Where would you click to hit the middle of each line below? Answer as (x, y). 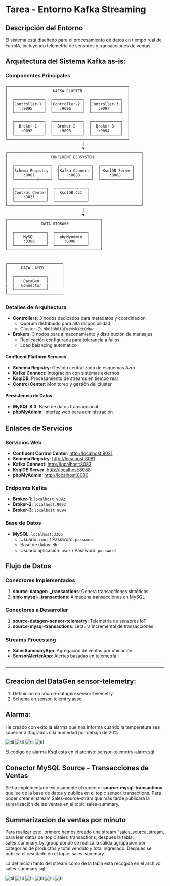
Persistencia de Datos (29, 395)
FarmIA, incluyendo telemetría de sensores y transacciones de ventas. (78, 46)
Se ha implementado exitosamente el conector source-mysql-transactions (84, 788)
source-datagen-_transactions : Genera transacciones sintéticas (80, 592)
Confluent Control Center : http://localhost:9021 (62, 453)
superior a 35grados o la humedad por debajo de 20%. (63, 732)
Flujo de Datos (28, 566)
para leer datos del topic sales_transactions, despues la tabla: (70, 837)
